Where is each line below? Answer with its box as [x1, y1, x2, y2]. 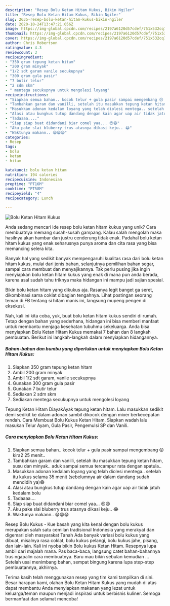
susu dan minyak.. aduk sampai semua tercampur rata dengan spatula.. [12, 462, 162, 469]
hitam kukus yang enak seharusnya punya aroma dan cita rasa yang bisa [5, 240, 157, 246]
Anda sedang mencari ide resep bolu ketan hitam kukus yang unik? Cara [5, 224, 156, 230]
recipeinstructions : [5, 92, 49, 97]
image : [5, 26, 19, 31]
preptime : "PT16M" [5, 182, 44, 187]
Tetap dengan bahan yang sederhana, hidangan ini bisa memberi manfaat [5, 318, 159, 324]
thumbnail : [5, 31, 28, 36]
